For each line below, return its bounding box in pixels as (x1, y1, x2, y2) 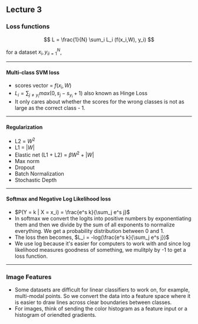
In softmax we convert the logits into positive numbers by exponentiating (14, 215, 192, 222)
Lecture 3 (6, 5, 42, 15)
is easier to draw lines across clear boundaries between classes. (14, 299, 172, 306)
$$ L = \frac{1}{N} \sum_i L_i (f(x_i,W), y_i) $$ (44, 35, 154, 43)
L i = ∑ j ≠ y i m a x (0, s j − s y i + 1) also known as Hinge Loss (14, 90, 148, 99)
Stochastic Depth (14, 176, 57, 183)
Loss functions (6, 22, 50, 31)
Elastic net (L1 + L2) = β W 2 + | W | (14, 150, 94, 158)
